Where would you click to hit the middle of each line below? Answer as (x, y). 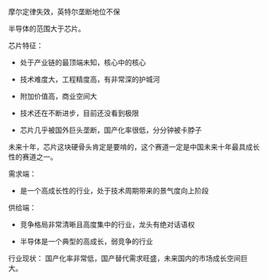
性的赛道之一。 (33, 157)
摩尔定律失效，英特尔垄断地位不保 (64, 12)
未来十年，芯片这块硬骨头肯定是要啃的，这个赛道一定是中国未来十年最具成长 (134, 147)
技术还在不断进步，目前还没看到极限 (79, 113)
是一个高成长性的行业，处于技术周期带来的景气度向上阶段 (114, 191)
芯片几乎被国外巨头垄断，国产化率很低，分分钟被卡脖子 (110, 130)
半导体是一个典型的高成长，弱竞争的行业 (86, 241)
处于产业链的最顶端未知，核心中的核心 (83, 62)
